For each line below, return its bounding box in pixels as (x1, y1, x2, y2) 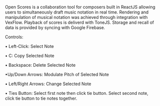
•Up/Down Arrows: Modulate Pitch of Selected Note (5, 72, 109, 77)
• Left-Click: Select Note (5, 44, 54, 49)
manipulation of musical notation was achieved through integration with (5, 15, 148, 20)
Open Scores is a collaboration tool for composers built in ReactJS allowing (5, 4, 156, 10)
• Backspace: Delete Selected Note (5, 62, 76, 68)
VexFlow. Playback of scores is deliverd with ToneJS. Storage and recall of (5, 19, 154, 25)
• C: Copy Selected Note (5, 53, 55, 59)
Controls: (5, 34, 23, 40)
